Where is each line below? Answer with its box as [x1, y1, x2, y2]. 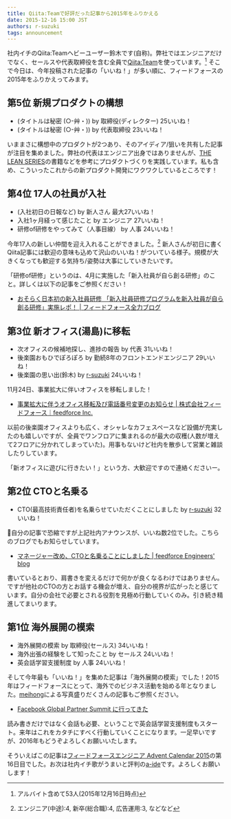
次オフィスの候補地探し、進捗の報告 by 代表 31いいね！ [16, 345, 174, 353]
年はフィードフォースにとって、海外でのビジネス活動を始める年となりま [7, 681, 211, 690]
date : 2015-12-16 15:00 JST [7, 17, 88, 23]
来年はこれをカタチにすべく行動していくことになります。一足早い [19, 727, 205, 736]
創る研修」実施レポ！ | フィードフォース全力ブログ [16, 304, 162, 312]
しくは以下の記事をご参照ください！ [25, 280, 128, 288]
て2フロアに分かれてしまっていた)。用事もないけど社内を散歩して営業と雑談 [7, 440, 223, 448]
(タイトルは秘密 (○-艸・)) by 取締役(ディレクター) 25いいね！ [16, 116, 192, 125]
